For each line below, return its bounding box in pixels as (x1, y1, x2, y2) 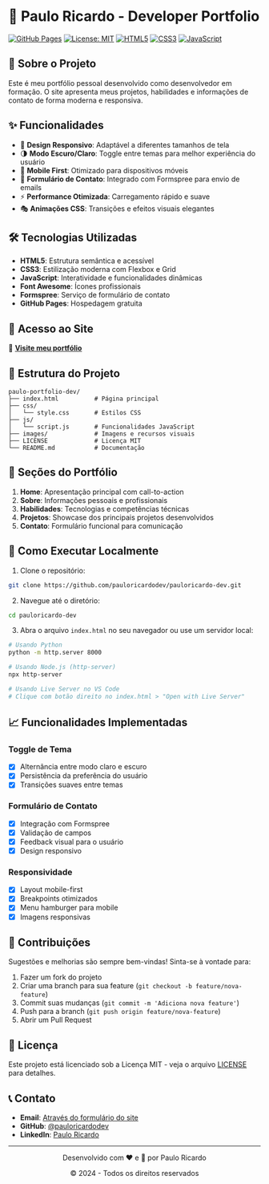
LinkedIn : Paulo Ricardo (19, 1130, 100, 1140)
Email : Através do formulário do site (19, 1113, 139, 1122)
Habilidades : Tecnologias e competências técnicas (19, 504, 190, 513)
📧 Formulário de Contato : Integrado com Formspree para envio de (19, 174, 240, 184)
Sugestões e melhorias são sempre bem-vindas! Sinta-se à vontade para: (8, 957, 251, 967)
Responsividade (8, 866, 73, 878)
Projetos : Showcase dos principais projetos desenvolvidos (19, 513, 215, 522)
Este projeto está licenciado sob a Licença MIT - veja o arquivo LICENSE (8, 1060, 247, 1069)
